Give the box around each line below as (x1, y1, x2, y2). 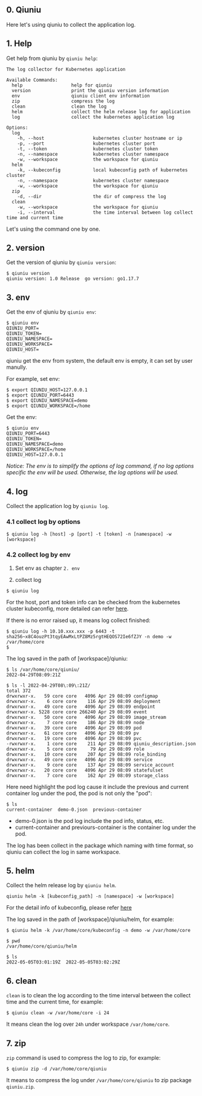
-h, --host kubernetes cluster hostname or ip (17, 135, 183, 141)
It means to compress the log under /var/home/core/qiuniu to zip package (6, 1077, 192, 1084)
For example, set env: (6, 375, 60, 383)
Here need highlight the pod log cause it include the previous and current (6, 783, 189, 790)
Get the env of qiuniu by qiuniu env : (6, 308, 97, 315)
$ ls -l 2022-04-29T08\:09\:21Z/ (6, 682, 91, 688)
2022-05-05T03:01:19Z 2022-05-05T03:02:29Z (6, 959, 120, 965)
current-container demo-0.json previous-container (6, 807, 142, 813)
